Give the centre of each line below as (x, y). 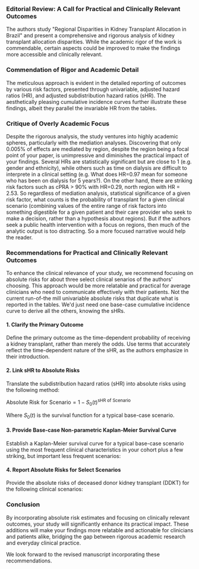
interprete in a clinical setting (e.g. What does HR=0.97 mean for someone (97, 174)
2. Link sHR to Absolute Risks (43, 370)
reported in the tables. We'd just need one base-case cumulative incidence (98, 305)
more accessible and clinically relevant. (54, 55)
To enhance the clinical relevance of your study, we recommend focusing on (100, 273)
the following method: (33, 390)
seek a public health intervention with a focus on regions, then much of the (98, 225)
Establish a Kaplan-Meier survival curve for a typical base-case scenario (95, 444)
